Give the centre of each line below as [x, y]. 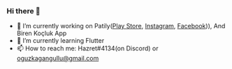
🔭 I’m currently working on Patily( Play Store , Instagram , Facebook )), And [121, 26]
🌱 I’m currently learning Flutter [60, 41]
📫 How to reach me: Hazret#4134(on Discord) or [87, 48]
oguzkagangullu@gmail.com [58, 59]
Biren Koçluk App [42, 33]
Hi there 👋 [24, 11]
